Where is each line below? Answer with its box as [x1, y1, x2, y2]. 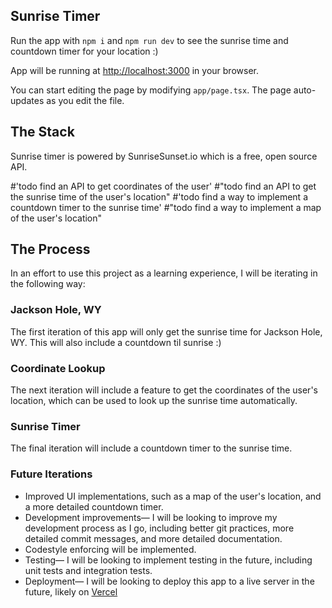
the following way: [10, 278, 86, 290]
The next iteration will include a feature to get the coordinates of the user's [10, 384, 318, 396]
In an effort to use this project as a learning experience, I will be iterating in [10, 267, 318, 279]
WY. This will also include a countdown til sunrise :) [10, 336, 222, 348]
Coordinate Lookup [10, 361, 106, 375]
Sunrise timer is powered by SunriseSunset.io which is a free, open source [10, 150, 318, 162]
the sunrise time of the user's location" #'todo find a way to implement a [10, 190, 308, 203]
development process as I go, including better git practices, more [24, 522, 295, 534]
